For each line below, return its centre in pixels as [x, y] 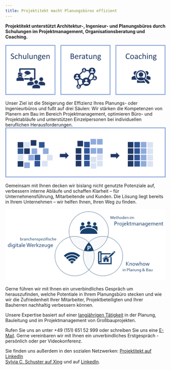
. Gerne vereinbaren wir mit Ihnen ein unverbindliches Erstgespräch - [86, 335]
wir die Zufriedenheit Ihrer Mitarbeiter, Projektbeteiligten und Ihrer [74, 299]
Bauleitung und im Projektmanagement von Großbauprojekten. [71, 320]
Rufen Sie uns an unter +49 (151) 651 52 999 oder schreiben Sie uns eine [82, 330]
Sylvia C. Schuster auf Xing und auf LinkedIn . [53, 361]
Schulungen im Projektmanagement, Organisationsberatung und [75, 31]
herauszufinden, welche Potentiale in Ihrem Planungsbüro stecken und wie [83, 294]
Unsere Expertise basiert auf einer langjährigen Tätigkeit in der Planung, [81, 315]
